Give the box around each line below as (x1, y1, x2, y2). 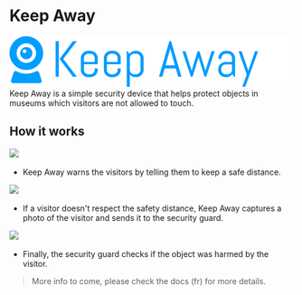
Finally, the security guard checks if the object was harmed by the (22, 248, 269, 259)
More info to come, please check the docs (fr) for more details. (31, 275, 267, 286)
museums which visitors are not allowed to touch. (9, 97, 194, 109)
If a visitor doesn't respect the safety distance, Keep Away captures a (22, 203, 282, 214)
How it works (9, 124, 85, 139)
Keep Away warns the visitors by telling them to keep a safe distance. (22, 167, 282, 177)
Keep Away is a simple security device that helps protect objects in (9, 88, 260, 99)
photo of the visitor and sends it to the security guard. (22, 212, 224, 223)
